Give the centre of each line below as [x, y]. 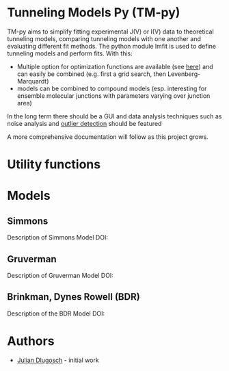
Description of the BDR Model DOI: [56, 314]
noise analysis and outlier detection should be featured [84, 123]
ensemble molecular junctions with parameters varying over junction [113, 95]
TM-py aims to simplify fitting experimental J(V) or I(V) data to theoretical [110, 31]
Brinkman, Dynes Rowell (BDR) [73, 297]
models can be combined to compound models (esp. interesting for [112, 88]
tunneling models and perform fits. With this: [70, 53]
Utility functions [54, 165]
